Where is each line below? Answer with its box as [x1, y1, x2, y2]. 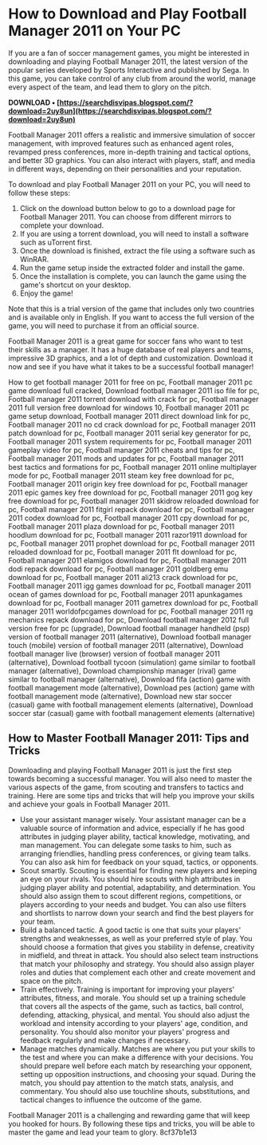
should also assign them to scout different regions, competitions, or [19, 891, 242, 900]
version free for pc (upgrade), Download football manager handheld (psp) [8, 623, 250, 633]
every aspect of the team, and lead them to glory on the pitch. [8, 82, 212, 92]
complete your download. [19, 221, 104, 230]
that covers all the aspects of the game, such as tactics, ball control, [19, 1001, 245, 1011]
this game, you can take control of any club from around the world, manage [8, 74, 257, 83]
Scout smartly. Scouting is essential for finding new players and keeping [19, 865, 257, 875]
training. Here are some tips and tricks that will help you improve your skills [8, 790, 255, 800]
